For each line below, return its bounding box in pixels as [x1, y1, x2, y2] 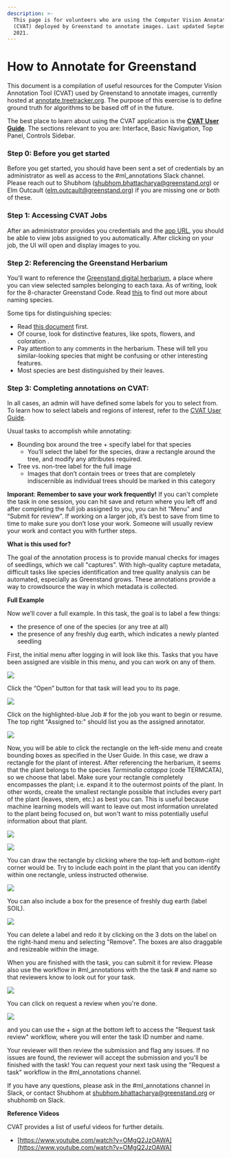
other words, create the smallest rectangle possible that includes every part [7, 788, 221, 796]
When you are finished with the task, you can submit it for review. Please [7, 958, 213, 967]
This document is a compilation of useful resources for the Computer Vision [7, 82, 222, 90]
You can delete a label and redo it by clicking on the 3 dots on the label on [7, 930, 217, 939]
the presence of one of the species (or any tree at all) [16, 623, 168, 631]
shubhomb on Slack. [7, 1096, 65, 1104]
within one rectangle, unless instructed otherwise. [7, 871, 149, 879]
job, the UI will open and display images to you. [7, 241, 141, 249]
